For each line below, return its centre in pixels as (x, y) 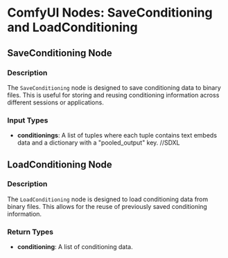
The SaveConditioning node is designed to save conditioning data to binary (114, 87)
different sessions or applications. (55, 102)
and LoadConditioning (72, 27)
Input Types (28, 120)
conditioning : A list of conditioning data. (75, 247)
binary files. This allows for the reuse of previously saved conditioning (107, 206)
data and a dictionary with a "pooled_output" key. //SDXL (98, 142)
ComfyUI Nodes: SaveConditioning (110, 13)
